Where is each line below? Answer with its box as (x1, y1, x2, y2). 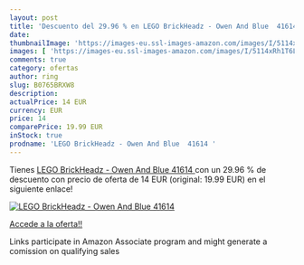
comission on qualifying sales (9, 245, 120, 256)
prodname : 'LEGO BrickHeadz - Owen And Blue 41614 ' (9, 139, 217, 148)
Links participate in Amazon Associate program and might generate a (9, 236, 268, 247)
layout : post (9, 13, 59, 23)
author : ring (9, 72, 59, 81)
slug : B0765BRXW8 (9, 80, 75, 90)
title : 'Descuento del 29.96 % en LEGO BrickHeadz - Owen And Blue (9, 22, 270, 31)
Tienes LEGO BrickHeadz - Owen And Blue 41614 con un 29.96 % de (9, 164, 267, 175)
